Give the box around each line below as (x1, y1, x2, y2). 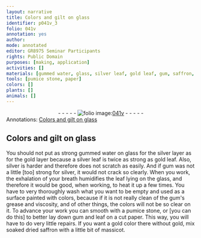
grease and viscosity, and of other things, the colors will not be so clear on (6, 200, 191, 208)
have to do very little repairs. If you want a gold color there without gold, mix (6, 219, 195, 227)
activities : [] (6, 64, 44, 71)
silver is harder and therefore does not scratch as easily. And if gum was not (6, 162, 195, 169)
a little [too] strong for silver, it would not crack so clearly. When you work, (6, 168, 190, 175)
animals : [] (6, 93, 36, 99)
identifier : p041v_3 (6, 20, 58, 26)
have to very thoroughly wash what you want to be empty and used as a (6, 187, 185, 195)
